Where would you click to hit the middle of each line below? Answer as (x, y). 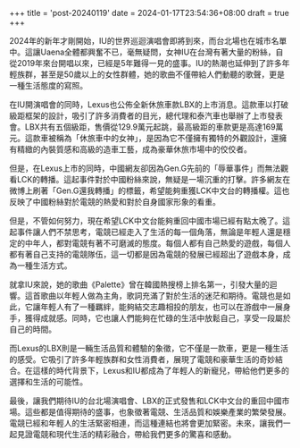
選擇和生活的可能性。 (48, 382)
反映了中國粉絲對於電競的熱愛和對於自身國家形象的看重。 (115, 202)
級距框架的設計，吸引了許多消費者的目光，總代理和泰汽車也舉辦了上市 (138, 116)
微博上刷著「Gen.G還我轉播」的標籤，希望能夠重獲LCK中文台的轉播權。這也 (150, 190)
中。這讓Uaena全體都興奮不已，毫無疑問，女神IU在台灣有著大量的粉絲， (142, 52)
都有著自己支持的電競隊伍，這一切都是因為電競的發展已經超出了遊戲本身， (146, 254)
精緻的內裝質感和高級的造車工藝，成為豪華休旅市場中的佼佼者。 (134, 149)
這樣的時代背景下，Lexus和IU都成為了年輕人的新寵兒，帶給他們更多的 (161, 371)
